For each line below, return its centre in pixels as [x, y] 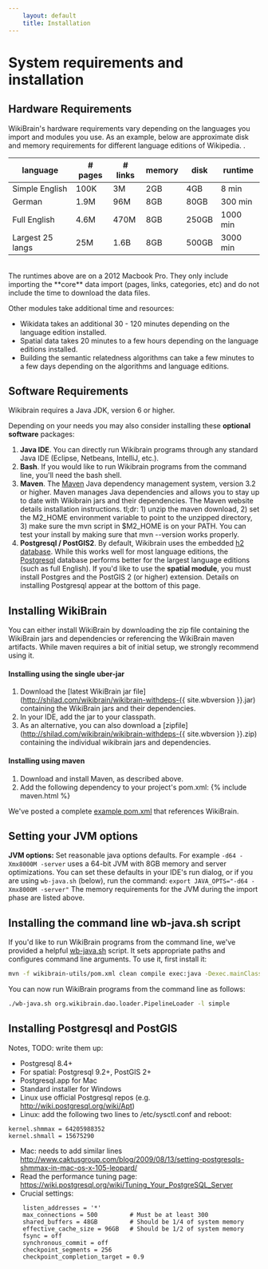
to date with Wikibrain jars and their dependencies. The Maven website [136, 501]
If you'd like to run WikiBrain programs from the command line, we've [122, 942]
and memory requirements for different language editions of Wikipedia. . [127, 145]
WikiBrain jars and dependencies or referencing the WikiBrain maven [121, 638]
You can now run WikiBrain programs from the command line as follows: [127, 989]
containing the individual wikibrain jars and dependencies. [115, 742]
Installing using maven [47, 761]
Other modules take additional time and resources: [91, 308]
